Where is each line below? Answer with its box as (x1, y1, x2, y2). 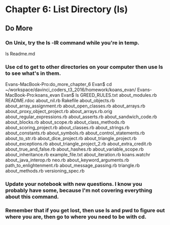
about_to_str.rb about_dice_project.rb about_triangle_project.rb (5, 135, 137, 142)
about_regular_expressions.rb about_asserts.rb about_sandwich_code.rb (5, 114, 157, 120)
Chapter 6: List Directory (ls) (5, 4, 128, 15)
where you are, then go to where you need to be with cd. (5, 213, 147, 220)
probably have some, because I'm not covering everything (5, 187, 152, 194)
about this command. (5, 193, 59, 201)
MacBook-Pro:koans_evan (5, 92, 60, 98)
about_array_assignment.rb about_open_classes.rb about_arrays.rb (5, 103, 146, 109)
